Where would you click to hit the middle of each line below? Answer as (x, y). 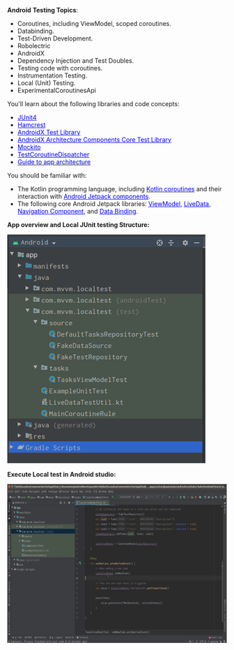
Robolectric (34, 46)
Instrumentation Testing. (52, 75)
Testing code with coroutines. (60, 68)
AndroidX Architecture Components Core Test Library (94, 140)
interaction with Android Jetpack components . (84, 196)
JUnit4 (27, 117)
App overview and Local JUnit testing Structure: (78, 225)
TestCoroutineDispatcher (53, 154)
